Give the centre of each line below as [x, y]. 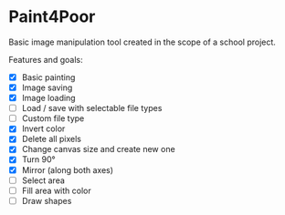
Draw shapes [47, 200]
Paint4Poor [52, 17]
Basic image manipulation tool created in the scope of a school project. [142, 42]
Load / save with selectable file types [92, 108]
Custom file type [53, 118]
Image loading [48, 98]
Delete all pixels [51, 139]
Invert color [43, 128]
